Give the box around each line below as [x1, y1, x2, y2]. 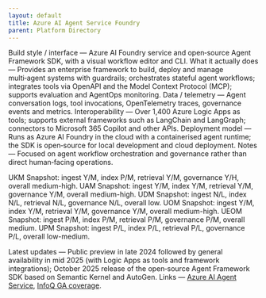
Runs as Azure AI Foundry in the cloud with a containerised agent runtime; [8, 132, 252, 142]
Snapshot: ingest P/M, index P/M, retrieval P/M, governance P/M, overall [8, 215, 245, 224]
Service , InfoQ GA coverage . [8, 281, 102, 290]
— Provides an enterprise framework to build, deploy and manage [8, 65, 224, 74]
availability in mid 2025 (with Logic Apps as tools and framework [8, 255, 220, 266]
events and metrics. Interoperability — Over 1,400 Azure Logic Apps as [8, 107, 241, 117]
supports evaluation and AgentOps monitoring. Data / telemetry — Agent [8, 90, 246, 100]
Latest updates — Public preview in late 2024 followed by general [8, 247, 223, 257]
